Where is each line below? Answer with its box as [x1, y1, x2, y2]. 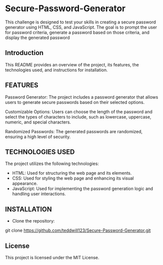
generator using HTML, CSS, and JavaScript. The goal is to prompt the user [5, 24, 157, 30]
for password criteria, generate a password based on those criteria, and [5, 29, 150, 35]
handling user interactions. [12, 191, 66, 197]
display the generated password [5, 35, 70, 41]
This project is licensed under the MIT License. [5, 255, 100, 260]
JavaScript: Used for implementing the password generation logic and [12, 186, 153, 192]
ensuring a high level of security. [5, 134, 71, 140]
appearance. [12, 181, 38, 186]
